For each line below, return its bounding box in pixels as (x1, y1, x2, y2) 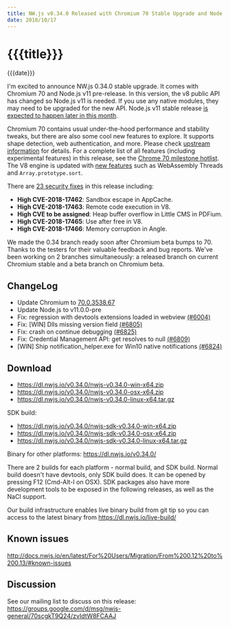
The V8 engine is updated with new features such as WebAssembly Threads (7, 161, 223, 169)
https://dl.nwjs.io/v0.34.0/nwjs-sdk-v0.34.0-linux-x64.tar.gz (16, 437, 187, 445)
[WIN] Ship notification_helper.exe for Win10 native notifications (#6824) (16, 342, 222, 351)
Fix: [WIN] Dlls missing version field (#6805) (16, 320, 143, 329)
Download (7, 362, 51, 374)
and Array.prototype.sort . (7, 169, 83, 177)
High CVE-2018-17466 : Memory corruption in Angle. (16, 225, 168, 233)
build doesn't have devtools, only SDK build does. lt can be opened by (7, 471, 206, 479)
